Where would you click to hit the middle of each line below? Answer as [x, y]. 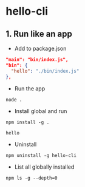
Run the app [30, 88]
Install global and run [41, 111]
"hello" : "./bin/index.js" [45, 71]
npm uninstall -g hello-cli [41, 155]
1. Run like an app [39, 34]
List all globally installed [44, 167]
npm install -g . [28, 122]
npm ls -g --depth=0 [32, 178]
